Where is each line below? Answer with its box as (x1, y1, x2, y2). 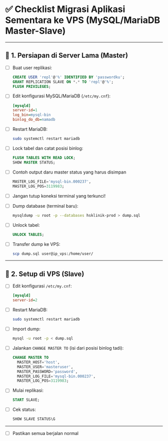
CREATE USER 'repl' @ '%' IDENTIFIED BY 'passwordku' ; (12, 74, 125, 80)
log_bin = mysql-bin (12, 112, 51, 117)
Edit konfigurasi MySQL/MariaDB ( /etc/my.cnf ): (12, 93, 111, 99)
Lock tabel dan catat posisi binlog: (12, 145, 83, 151)
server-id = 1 (12, 108, 37, 113)
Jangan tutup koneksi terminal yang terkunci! (12, 193, 106, 199)
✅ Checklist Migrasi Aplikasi (5, 4, 125, 15)
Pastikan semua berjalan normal (12, 430, 79, 436)
